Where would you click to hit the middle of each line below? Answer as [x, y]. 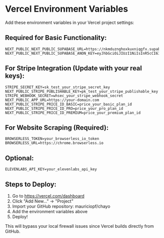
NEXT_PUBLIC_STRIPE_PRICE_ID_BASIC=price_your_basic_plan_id [69, 104]
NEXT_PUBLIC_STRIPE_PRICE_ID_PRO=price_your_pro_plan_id [64, 108]
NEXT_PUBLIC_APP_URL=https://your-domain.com [52, 100]
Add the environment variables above [50, 211]
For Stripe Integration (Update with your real [74, 69]
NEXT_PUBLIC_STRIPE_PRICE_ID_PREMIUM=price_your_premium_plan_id [73, 113]
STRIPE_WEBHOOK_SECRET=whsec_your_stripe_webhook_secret [64, 96]
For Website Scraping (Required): [57, 128]
